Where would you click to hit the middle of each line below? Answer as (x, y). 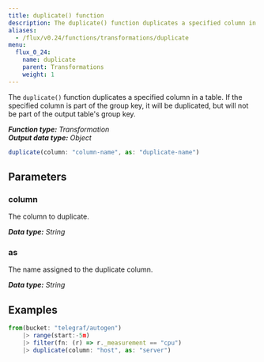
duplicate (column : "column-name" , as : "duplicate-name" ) (104, 152)
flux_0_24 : (33, 52)
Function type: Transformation (59, 129)
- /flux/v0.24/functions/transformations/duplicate (102, 38)
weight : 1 (39, 74)
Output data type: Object (50, 137)
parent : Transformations (63, 67)
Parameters (38, 176)
